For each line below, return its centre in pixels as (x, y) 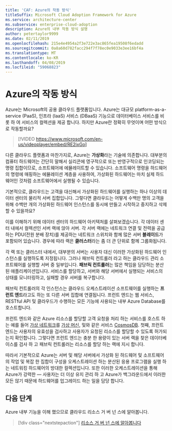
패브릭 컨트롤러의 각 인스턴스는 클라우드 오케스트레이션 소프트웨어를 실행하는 (82, 288)
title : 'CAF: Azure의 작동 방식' (39, 10)
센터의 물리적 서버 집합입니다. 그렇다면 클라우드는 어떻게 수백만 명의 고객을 (89, 198)
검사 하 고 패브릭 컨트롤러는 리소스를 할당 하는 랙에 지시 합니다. (82, 344)
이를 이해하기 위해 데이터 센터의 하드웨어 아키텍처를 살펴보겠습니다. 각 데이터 (82, 222)
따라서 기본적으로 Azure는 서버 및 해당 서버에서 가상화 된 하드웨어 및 (74, 355)
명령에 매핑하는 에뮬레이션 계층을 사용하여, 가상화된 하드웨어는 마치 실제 (83, 174)
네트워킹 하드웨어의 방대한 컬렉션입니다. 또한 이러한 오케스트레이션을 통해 (84, 368)
